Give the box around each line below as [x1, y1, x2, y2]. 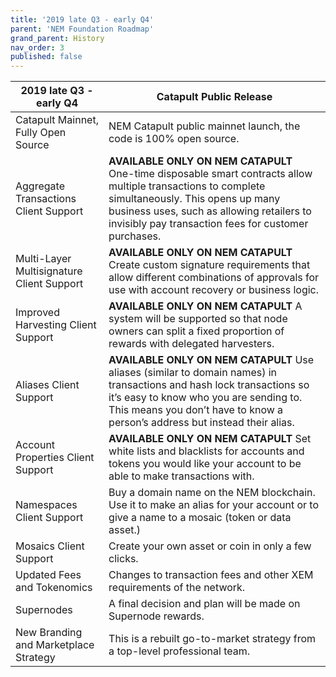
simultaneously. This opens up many [108, 192, 281, 206]
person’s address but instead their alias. [108, 416, 295, 430]
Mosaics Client [15, 539, 85, 553]
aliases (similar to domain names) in [108, 366, 278, 380]
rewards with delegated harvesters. [108, 337, 275, 351]
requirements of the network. [108, 581, 246, 595]
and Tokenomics [15, 581, 93, 595]
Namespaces [15, 498, 78, 512]
